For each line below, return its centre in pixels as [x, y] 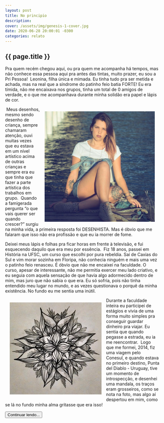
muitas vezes [18, 140]
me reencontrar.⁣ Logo [128, 342]
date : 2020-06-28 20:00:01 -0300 [39, 31]
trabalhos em [18, 193]
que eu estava [19, 146]
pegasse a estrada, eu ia [131, 337]
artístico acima [20, 156]
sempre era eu [20, 172]
